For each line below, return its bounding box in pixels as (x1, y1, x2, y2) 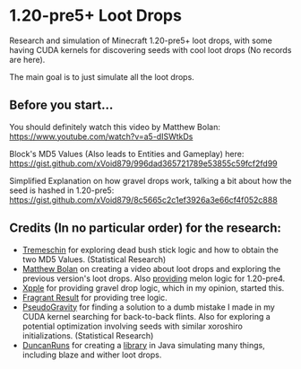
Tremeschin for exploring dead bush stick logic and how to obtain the (21, 244, 279, 255)
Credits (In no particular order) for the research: (9, 221, 282, 236)
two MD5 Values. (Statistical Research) (21, 253, 167, 265)
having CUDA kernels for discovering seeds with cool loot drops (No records (9, 44, 292, 55)
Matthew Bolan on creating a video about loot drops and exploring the (21, 263, 281, 274)
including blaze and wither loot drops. (21, 349, 162, 360)
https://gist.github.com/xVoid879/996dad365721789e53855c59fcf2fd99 (9, 158, 278, 169)
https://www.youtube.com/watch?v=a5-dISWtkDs (9, 131, 193, 142)
